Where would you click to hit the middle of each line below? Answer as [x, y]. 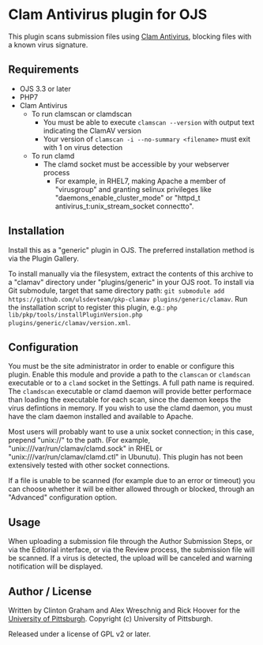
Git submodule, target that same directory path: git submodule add [116, 291]
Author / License [50, 591]
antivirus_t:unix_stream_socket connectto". [124, 206]
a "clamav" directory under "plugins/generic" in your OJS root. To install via [131, 282]
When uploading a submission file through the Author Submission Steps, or [130, 542]
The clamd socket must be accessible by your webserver [136, 164]
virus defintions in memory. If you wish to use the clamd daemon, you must [130, 408]
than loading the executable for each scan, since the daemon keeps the [125, 399]
